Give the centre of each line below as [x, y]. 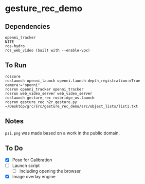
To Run [16, 65]
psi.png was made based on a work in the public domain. [63, 133]
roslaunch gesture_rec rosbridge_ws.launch [50, 98]
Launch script [26, 166]
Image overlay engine [34, 176]
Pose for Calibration [32, 160]
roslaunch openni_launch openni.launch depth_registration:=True [72, 81]
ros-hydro [15, 46]
